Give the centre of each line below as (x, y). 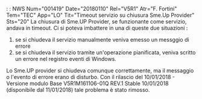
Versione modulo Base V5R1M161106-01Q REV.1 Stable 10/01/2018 (87, 83)
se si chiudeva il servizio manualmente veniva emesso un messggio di (102, 40)
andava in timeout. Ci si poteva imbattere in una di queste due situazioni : (97, 28)
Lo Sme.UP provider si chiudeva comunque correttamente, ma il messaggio (100, 71)
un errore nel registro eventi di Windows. (65, 59)
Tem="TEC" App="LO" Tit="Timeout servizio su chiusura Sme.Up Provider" (100, 15)
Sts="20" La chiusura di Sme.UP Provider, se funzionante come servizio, (96, 21)
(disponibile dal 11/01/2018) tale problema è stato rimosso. (78, 90)
